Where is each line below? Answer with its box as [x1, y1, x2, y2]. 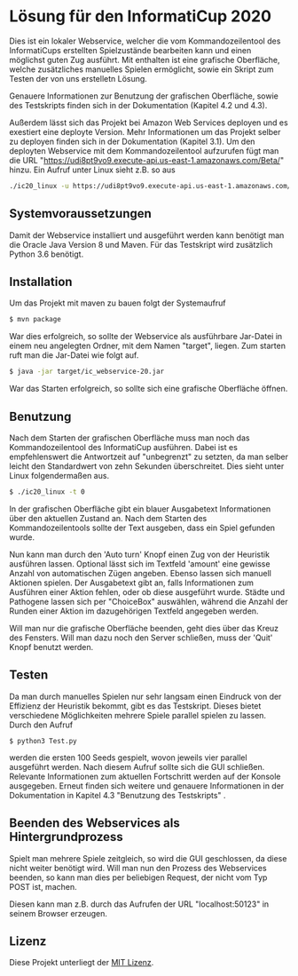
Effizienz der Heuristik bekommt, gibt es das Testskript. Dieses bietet [9, 700, 262, 711]
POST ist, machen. [9, 881, 77, 892]
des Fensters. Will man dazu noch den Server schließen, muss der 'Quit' [9, 632, 273, 643]
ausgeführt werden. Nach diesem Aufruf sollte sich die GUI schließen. [9, 761, 265, 772]
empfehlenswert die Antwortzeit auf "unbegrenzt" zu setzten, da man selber [9, 451, 289, 462]
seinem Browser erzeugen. [9, 908, 108, 918]
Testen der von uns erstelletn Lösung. [9, 73, 148, 83]
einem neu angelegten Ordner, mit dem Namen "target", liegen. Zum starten [9, 340, 286, 352]
